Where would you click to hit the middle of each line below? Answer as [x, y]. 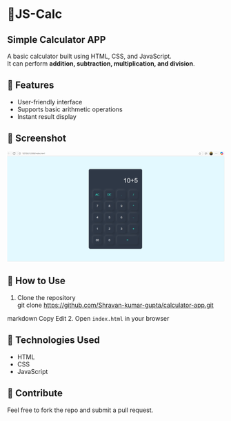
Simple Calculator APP [57, 40]
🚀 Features [31, 85]
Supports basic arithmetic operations [70, 109]
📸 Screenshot [37, 139]
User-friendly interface [50, 102]
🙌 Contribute [35, 393]
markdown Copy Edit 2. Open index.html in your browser [88, 318]
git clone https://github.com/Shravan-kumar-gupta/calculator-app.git [115, 305]
